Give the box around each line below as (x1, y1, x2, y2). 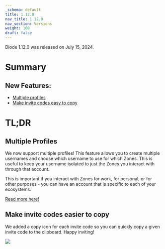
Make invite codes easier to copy (5, 210, 109, 219)
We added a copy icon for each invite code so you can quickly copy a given (5, 224, 160, 230)
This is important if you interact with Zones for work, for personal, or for (5, 176, 153, 182)
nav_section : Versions (5, 21, 52, 26)
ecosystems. (5, 186, 31, 192)
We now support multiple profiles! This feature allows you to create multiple (5, 150, 160, 156)
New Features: (5, 81, 51, 90)
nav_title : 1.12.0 (5, 16, 43, 21)
